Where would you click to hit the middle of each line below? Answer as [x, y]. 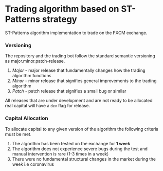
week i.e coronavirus [33, 164]
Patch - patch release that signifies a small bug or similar [69, 91]
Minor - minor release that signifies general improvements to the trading [84, 81]
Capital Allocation [27, 119]
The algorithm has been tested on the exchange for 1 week [71, 143]
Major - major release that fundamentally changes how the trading [79, 70]
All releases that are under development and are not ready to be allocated [79, 101]
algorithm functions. [32, 76]
